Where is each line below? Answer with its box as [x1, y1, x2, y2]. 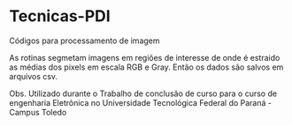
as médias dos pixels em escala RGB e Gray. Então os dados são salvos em [9, 62, 284, 72]
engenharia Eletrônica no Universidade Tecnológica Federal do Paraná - [9, 97, 273, 107]
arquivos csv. [9, 70, 58, 81]
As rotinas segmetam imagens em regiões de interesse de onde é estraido [9, 52, 280, 63]
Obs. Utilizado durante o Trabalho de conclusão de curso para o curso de [9, 88, 277, 99]
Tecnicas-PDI [9, 6, 111, 26]
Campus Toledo [9, 107, 67, 117]
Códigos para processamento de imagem [9, 35, 161, 46]
